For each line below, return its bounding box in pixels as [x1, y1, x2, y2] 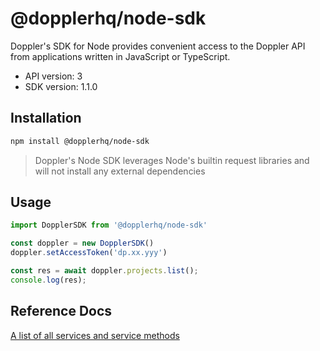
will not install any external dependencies [34, 165, 206, 177]
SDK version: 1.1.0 [24, 80, 98, 92]
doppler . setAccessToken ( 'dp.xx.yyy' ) [10, 248, 168, 258]
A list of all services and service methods [10, 329, 180, 341]
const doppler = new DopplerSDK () [10, 238, 155, 249]
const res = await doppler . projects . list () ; [10, 266, 199, 276]
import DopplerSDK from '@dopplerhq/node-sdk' [10, 220, 208, 231]
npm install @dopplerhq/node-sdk [10, 136, 150, 146]
